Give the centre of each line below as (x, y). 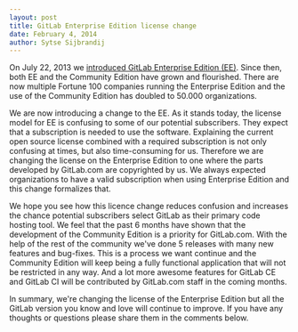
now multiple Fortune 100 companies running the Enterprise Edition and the (147, 86)
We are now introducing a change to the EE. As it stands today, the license (145, 113)
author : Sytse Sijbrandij (57, 42)
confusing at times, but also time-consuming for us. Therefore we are (137, 151)
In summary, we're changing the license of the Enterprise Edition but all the (147, 299)
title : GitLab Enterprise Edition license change (103, 26)
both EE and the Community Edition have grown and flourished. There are (144, 77)
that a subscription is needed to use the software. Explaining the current (141, 132)
